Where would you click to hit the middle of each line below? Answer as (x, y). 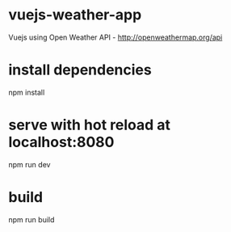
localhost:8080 (61, 142)
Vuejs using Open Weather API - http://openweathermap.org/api (115, 37)
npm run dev (29, 164)
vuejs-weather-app (75, 15)
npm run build (31, 219)
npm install (27, 92)
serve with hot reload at (90, 125)
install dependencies (80, 70)
